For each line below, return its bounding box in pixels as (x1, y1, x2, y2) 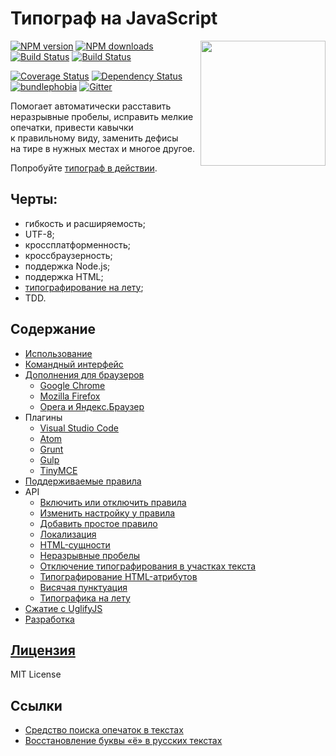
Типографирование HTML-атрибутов (39, 570, 198, 582)
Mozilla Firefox (39, 390, 101, 402)
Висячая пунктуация (39, 581, 128, 593)
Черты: (10, 191, 58, 208)
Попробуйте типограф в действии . (10, 162, 158, 174)
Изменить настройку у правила (39, 507, 176, 519)
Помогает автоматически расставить (10, 100, 172, 112)
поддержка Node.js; (24, 260, 111, 272)
